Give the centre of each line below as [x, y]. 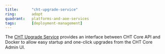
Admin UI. [15, 47]
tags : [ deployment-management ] [44, 23]
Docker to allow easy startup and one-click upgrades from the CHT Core [79, 42]
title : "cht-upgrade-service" [42, 9]
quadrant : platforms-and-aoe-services [47, 18]
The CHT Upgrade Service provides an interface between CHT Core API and [83, 37]
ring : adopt [24, 14]
